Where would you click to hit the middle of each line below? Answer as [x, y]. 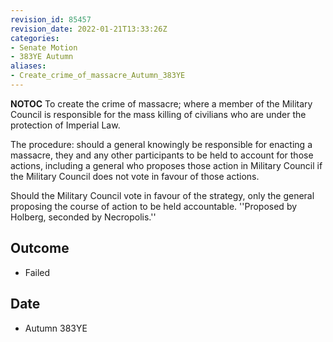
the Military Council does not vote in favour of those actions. [135, 176]
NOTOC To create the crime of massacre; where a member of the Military [161, 103]
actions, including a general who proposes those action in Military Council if [166, 165]
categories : [35, 38]
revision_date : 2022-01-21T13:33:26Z [89, 29]
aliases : [28, 66]
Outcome [40, 248]
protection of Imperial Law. [65, 125]
